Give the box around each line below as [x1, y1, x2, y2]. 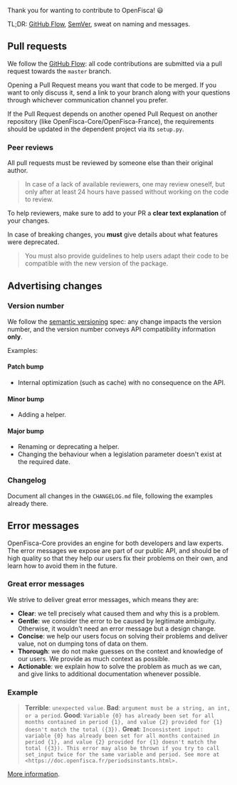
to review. [24, 195, 54, 204]
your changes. [7, 216, 50, 225]
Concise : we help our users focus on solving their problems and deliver [17, 631, 228, 640]
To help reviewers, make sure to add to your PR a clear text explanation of [7, 209, 226, 218]
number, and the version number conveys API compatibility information [7, 325, 216, 333]
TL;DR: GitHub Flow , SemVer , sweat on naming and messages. [7, 20, 191, 28]
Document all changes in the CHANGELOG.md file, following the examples [7, 491, 214, 500]
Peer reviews [7, 142, 54, 152]
